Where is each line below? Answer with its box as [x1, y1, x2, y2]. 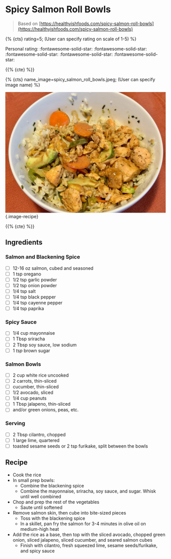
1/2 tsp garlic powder [12, 276, 57, 283]
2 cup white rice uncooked [12, 372, 69, 378]
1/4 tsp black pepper [12, 294, 56, 300]
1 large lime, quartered [12, 437, 60, 443]
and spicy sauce [20, 548, 55, 554]
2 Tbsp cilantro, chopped [12, 431, 66, 437]
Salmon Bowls [5, 360, 41, 367]
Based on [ [17, 20, 41, 27]
